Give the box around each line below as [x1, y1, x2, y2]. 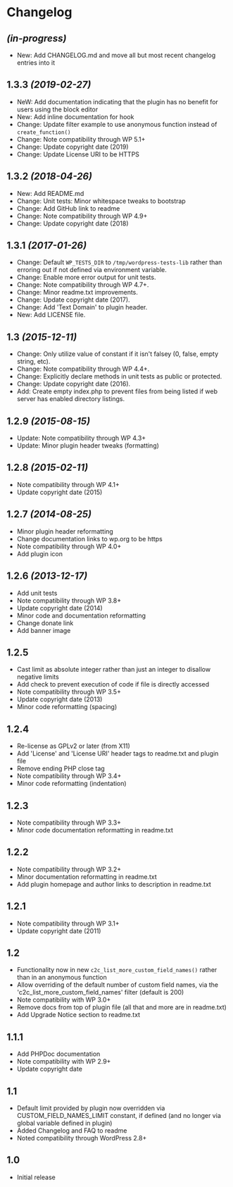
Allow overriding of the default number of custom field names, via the [16, 980, 219, 989]
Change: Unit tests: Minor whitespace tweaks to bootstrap [16, 197, 186, 205]
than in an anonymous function [16, 973, 107, 982]
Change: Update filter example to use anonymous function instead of [16, 120, 218, 128]
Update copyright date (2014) [16, 603, 103, 612]
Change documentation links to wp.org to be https [16, 534, 163, 543]
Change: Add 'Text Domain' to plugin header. [16, 303, 148, 312]
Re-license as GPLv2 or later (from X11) [16, 742, 131, 751]
